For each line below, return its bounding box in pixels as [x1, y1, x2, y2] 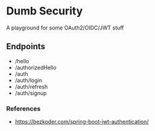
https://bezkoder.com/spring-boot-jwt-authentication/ [14, 118, 149, 126]
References [6, 104, 41, 112]
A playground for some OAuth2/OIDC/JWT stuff [6, 24, 124, 31]
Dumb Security [6, 4, 83, 18]
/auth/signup [14, 89, 47, 97]
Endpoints [6, 41, 46, 52]
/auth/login [14, 76, 42, 84]
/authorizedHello [14, 64, 57, 71]
